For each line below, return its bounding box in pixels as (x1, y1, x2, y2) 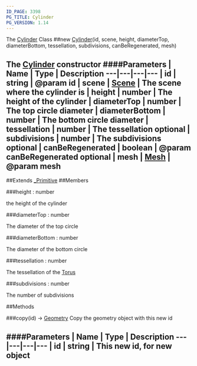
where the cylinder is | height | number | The (6, 87, 173, 97)
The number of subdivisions (6, 291, 74, 299)
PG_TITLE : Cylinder (6, 14, 54, 20)
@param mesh (6, 161, 61, 171)
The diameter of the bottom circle (6, 246, 88, 253)
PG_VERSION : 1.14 (6, 20, 49, 25)
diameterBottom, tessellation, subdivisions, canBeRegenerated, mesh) (6, 42, 177, 49)
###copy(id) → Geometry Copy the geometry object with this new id (6, 314, 173, 322)
